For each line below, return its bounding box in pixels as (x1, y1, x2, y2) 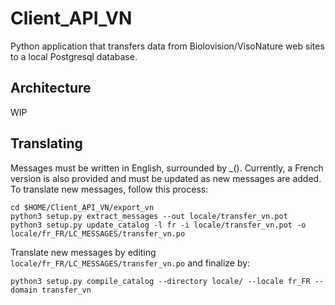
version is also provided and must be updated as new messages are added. (10, 172, 322, 184)
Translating (10, 135, 83, 152)
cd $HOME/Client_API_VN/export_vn (10, 202, 155, 212)
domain (10, 285, 38, 295)
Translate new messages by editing (10, 246, 157, 258)
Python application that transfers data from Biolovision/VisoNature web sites (10, 40, 325, 52)
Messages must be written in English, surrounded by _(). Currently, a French (10, 162, 324, 174)
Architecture (10, 80, 92, 97)
